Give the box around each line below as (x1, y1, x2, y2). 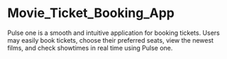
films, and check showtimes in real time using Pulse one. (7, 43, 173, 52)
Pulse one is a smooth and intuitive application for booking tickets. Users (7, 28, 220, 37)
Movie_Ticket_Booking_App (7, 5, 175, 21)
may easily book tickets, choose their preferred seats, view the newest (7, 36, 214, 44)
